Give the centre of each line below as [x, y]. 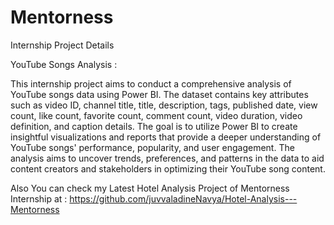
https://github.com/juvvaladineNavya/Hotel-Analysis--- [183, 198]
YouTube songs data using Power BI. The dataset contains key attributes [159, 94]
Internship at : [39, 198]
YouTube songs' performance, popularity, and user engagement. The [152, 147]
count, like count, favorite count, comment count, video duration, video [156, 115]
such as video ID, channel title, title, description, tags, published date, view [164, 105]
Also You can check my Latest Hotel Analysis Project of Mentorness [150, 188]
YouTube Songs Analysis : [64, 64]
